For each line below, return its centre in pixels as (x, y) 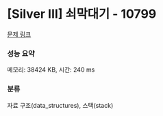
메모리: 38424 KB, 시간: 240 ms (51, 70)
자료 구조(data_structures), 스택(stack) (60, 105)
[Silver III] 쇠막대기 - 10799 (82, 14)
